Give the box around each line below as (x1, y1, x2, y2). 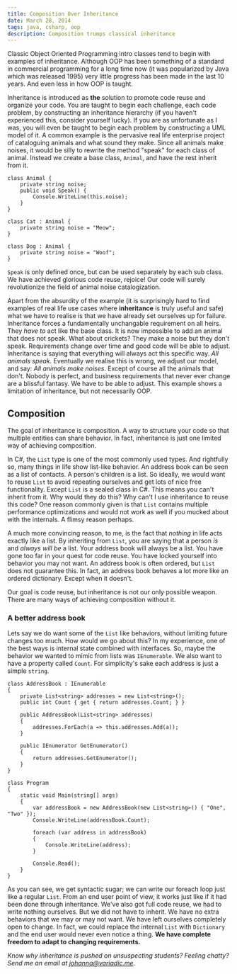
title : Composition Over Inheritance (7, 10, 119, 18)
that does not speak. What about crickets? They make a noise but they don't (7, 334, 230, 343)
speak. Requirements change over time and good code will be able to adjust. (7, 341, 231, 351)
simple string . (7, 667, 50, 675)
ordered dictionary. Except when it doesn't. (7, 574, 133, 583)
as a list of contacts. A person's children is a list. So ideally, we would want (7, 470, 226, 479)
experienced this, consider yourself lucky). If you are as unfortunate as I (7, 116, 217, 125)
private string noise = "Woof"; (20, 249, 115, 256)
